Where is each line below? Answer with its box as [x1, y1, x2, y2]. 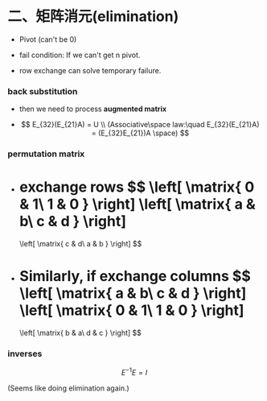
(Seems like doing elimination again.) [7, 383, 129, 393]
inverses [7, 348, 43, 359]
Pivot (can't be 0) [18, 34, 77, 44]
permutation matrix [7, 148, 85, 159]
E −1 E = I [121, 366, 148, 377]
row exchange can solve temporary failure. [18, 65, 162, 75]
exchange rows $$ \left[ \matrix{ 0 [18, 178, 255, 196]
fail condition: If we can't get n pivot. [18, 50, 141, 60]
